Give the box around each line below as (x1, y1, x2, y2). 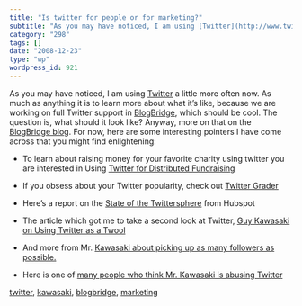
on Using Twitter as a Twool (22, 224, 126, 235)
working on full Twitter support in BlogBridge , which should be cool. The (9, 107, 278, 118)
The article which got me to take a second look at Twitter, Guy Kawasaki (22, 215, 290, 226)
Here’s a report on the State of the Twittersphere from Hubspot (22, 197, 256, 208)
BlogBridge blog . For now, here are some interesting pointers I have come (9, 126, 282, 137)
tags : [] (9, 38, 42, 48)
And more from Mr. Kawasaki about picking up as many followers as (22, 242, 275, 253)
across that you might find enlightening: (9, 136, 157, 147)
